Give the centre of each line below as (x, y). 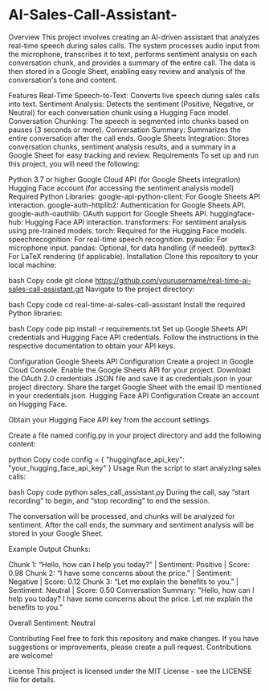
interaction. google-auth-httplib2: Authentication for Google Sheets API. (127, 205)
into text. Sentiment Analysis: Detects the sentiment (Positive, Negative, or (131, 104)
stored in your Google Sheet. (56, 533)
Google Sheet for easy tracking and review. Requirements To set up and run (134, 155)
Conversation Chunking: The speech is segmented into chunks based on (128, 121)
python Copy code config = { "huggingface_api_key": (96, 459)
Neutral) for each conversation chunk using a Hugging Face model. (120, 112)
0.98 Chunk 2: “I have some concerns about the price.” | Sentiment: (120, 573)
